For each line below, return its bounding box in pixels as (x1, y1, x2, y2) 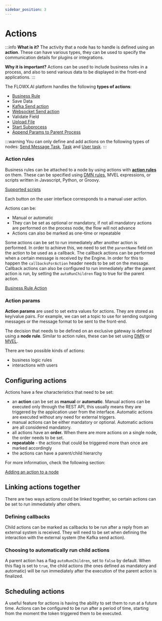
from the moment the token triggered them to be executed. (5, 610, 122, 617)
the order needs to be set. (12, 435, 64, 440)
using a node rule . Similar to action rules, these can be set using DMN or (5, 333, 150, 339)
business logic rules (12, 357, 52, 363)
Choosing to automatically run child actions (5, 547, 110, 554)
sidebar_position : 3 (5, 7, 47, 12)
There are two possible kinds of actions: (5, 348, 85, 353)
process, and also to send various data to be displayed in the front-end (5, 69, 147, 75)
